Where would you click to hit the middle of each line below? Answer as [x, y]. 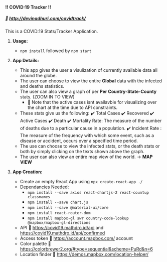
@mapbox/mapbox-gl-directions [59, 223]
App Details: [26, 60]
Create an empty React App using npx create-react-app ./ [81, 181]
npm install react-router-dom [59, 213]
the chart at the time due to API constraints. [72, 107]
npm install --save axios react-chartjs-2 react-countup [88, 192]
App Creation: [27, 172]
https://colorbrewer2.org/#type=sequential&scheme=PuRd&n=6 [86, 249]
